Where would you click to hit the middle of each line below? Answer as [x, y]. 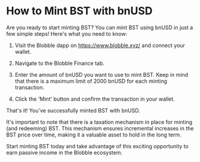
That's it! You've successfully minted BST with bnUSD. [73, 110]
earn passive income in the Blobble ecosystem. [64, 152]
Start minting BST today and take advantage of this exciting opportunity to [98, 146]
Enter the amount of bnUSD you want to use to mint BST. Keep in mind [101, 74]
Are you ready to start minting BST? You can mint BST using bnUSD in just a [100, 27]
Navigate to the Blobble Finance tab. [59, 63]
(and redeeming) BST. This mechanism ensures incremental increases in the [100, 128]
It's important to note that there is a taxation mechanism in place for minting [99, 122]
